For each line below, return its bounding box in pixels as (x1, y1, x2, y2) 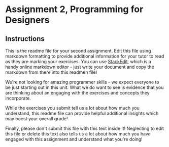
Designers (5, 14, 50, 26)
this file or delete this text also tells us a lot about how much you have (5, 131, 151, 137)
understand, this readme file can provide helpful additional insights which (5, 110, 159, 116)
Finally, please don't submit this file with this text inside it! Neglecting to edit (5, 125, 164, 131)
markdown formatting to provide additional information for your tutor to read (5, 53, 164, 59)
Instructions (5, 34, 45, 43)
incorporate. (5, 95, 31, 101)
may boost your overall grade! (5, 116, 68, 122)
